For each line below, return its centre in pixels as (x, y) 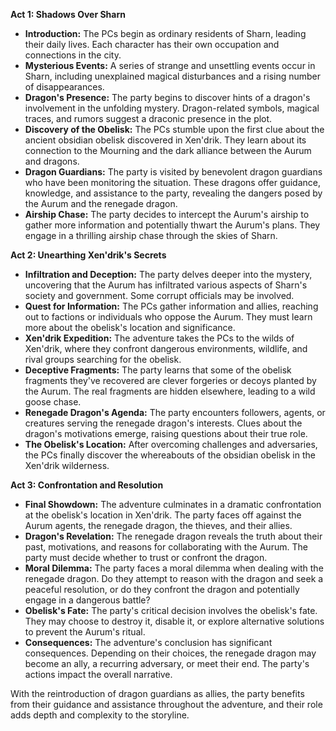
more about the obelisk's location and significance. (130, 327)
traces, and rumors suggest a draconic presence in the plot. (148, 118)
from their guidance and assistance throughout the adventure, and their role (166, 704)
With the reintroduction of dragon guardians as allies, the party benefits (157, 693)
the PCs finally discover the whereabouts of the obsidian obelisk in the (170, 455)
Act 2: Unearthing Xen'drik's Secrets (88, 255)
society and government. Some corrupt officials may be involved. (159, 295)
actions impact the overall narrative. (98, 674)
